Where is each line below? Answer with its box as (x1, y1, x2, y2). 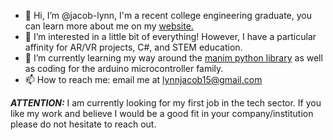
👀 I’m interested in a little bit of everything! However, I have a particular (24, 31, 317, 42)
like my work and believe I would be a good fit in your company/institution (10, 108, 314, 119)
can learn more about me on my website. (24, 20, 194, 32)
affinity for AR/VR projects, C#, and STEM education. (24, 41, 243, 53)
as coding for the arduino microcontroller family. (24, 63, 224, 74)
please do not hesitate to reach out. (10, 118, 157, 130)
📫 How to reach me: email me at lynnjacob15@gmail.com (24, 74, 263, 85)
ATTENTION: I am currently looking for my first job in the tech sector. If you (10, 97, 322, 109)
